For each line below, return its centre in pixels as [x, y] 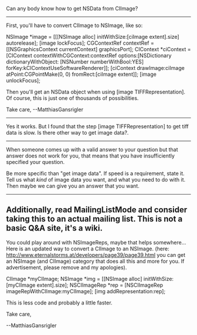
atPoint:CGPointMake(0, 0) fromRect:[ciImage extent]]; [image [81, 74]
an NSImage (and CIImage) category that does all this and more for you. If [95, 261]
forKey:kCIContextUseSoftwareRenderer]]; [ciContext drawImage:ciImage [95, 68]
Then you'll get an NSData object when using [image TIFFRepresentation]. [96, 92]
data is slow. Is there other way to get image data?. [67, 133]
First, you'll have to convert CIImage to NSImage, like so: [74, 25]
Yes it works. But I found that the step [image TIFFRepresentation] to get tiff [97, 126]
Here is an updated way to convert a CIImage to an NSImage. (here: [88, 249]
